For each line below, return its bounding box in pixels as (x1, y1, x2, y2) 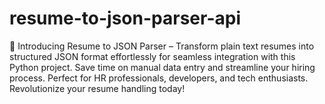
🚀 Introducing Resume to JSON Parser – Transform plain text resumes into (9, 40, 315, 52)
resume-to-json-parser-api (9, 7, 241, 30)
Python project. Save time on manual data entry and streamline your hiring (9, 61, 316, 73)
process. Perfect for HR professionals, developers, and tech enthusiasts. (9, 72, 309, 84)
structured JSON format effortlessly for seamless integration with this (9, 50, 296, 62)
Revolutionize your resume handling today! (9, 82, 186, 94)
